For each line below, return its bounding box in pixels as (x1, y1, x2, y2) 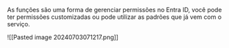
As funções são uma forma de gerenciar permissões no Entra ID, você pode (7, 6, 222, 14)
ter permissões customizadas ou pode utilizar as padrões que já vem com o (7, 13, 222, 21)
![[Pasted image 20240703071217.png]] (7, 33, 119, 41)
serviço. (7, 20, 30, 28)
